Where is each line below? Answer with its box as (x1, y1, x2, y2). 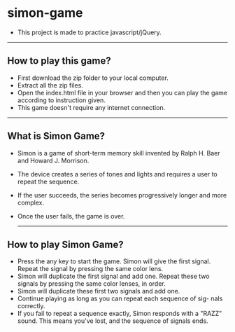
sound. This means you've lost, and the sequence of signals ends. (17, 317, 208, 325)
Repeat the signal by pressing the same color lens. (17, 265, 163, 273)
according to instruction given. (17, 96, 106, 104)
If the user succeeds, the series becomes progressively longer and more (17, 191, 227, 199)
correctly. (17, 302, 45, 310)
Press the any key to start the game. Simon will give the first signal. (17, 257, 211, 265)
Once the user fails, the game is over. (17, 212, 125, 220)
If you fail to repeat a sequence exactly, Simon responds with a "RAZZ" (17, 310, 222, 318)
